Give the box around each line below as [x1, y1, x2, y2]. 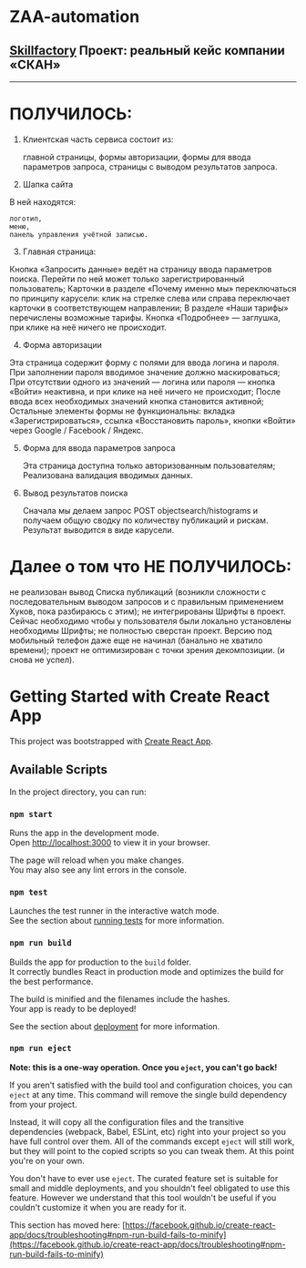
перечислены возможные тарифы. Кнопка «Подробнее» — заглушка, [9, 312, 280, 322]
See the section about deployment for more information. [9, 1020, 220, 1031]
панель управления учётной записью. [9, 230, 148, 239]
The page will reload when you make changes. [9, 854, 185, 865]
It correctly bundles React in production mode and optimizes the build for [9, 966, 284, 977]
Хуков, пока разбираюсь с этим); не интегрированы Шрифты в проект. [9, 606, 287, 617]
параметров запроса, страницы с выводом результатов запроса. [22, 161, 278, 172]
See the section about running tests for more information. [9, 915, 225, 926]
